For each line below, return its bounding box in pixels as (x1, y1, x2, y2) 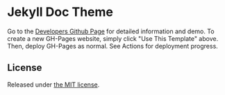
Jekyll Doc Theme (7, 4, 113, 20)
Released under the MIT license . (7, 80, 100, 89)
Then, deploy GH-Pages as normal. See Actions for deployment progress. (7, 42, 219, 50)
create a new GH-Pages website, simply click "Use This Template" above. (7, 34, 219, 42)
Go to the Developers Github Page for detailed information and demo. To (7, 27, 215, 35)
